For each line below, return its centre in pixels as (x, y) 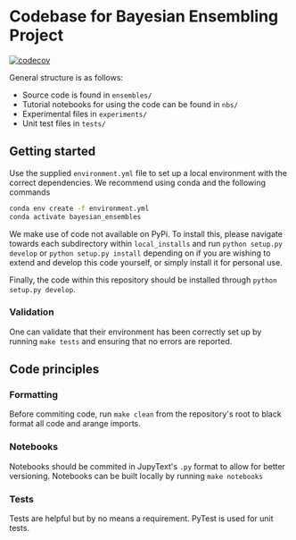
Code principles (54, 370)
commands (30, 192)
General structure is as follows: (66, 77)
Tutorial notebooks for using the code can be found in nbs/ (130, 104)
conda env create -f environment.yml (79, 208)
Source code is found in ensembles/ (87, 95)
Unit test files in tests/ (64, 123)
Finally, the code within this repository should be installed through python (144, 280)
